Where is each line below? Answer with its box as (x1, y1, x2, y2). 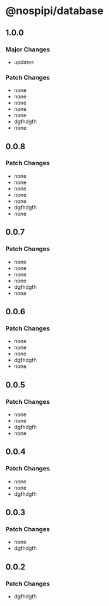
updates (13, 58, 35, 65)
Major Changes (5, 45, 50, 54)
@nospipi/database (5, 4, 104, 18)
